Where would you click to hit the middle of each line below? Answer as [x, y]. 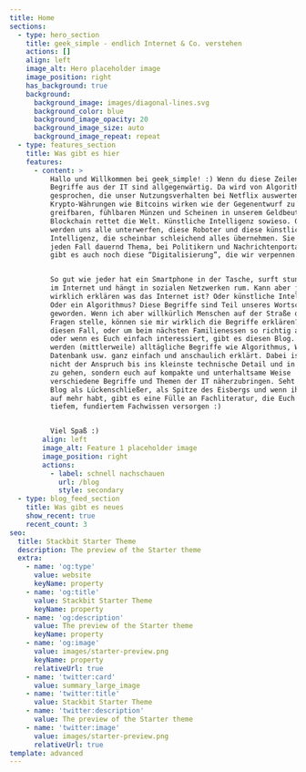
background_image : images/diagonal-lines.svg [121, 103]
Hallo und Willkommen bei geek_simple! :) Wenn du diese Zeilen [174, 179]
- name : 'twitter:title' [73, 694]
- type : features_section [67, 145]
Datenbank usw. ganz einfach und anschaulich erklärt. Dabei [168, 356]
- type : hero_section [59, 35]
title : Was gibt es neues [75, 508]
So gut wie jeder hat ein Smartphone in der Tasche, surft [164, 280]
